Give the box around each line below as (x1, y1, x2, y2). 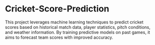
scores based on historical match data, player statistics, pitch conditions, (5, 24, 151, 30)
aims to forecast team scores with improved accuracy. (5, 34, 113, 40)
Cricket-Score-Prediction (5, 3, 109, 14)
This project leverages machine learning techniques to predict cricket (5, 19, 144, 25)
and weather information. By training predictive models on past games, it (5, 29, 150, 35)
